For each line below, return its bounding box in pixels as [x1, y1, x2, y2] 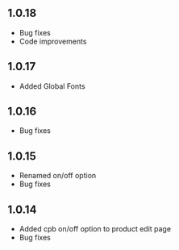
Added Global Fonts [19, 81, 85, 91]
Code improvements [19, 36, 87, 46]
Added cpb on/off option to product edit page [19, 224, 171, 234]
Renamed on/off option [19, 171, 97, 181]
